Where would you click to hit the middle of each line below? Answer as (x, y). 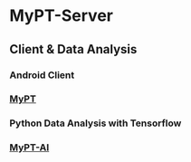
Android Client (42, 75)
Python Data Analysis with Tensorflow (95, 123)
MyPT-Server (61, 16)
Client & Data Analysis (73, 49)
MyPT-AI (29, 148)
